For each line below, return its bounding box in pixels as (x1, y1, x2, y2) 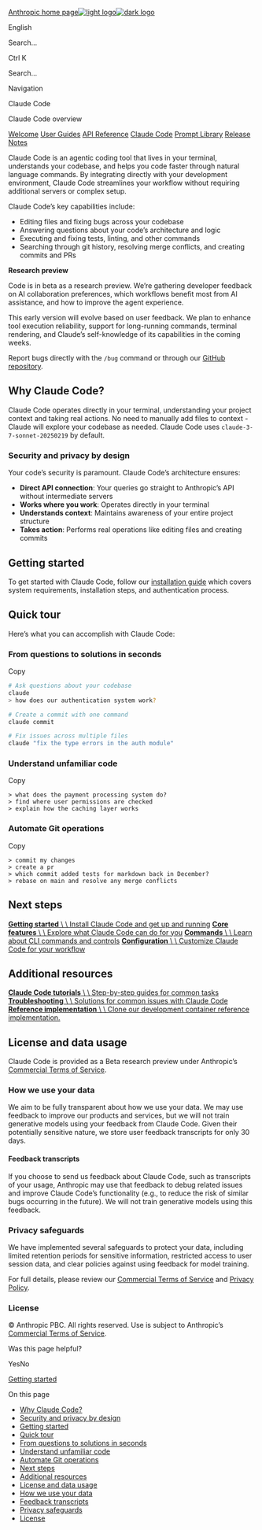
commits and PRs (19, 250, 76, 260)
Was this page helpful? (8, 1344, 83, 1354)
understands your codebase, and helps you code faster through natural (8, 161, 240, 171)
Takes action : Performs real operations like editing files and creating (19, 525, 242, 534)
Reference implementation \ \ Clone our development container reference (8, 1004, 250, 1014)
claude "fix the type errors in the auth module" (8, 740, 175, 748)
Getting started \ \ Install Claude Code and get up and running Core (8, 919, 229, 929)
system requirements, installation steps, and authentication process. (8, 585, 230, 594)
